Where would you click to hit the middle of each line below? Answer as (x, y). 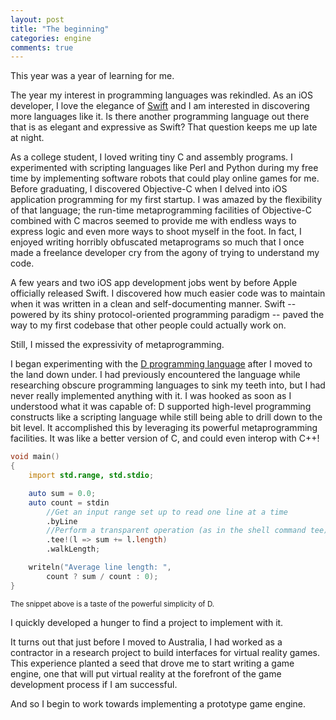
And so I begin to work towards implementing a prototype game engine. (158, 703)
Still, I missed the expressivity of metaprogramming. (117, 345)
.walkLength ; (73, 549)
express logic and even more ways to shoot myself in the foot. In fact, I (156, 232)
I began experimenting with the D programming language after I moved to (161, 364)
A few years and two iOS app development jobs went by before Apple (154, 283)
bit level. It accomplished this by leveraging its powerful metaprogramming (164, 428)
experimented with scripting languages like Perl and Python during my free (164, 168)
